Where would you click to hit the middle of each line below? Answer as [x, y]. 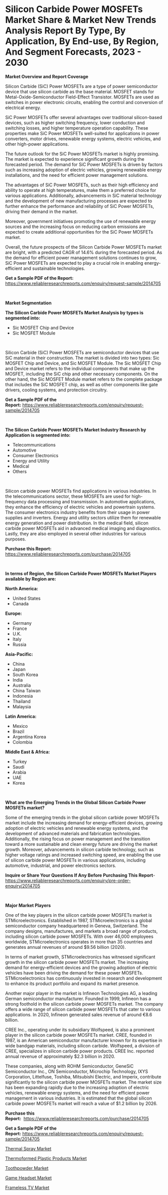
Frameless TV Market [27, 1187]
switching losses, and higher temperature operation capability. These [77, 128]
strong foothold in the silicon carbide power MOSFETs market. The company [84, 1004]
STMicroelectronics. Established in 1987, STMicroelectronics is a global [78, 920]
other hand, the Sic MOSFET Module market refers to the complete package [84, 379]
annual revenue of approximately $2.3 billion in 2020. [60, 1056]
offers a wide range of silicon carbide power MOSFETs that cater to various [83, 1009]
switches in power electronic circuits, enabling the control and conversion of [84, 102]
